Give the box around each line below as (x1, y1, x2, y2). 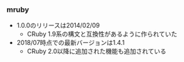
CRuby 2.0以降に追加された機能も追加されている (26, 47, 167, 56)
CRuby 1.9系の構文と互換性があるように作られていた (26, 30, 178, 39)
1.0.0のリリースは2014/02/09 (16, 21, 100, 30)
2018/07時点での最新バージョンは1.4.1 (16, 39, 125, 47)
